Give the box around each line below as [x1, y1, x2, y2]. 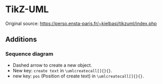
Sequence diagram [5, 50, 54, 58]
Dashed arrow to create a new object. [12, 62, 92, 68]
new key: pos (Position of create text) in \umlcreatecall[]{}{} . [12, 73, 144, 79]
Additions [5, 35, 37, 44]
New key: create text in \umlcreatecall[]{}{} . [12, 67, 112, 73]
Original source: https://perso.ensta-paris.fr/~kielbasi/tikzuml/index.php [5, 20, 157, 26]
